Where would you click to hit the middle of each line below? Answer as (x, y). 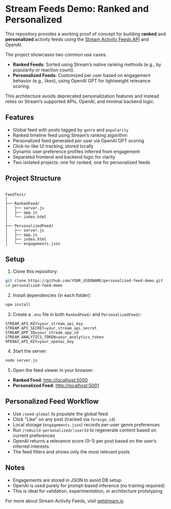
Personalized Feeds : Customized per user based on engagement (81, 75)
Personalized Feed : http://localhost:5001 (56, 385)
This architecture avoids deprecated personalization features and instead (82, 96)
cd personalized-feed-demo (34, 286)
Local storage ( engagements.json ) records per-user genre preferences (86, 424)
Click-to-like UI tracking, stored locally (53, 146)
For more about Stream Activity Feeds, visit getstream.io (65, 501)
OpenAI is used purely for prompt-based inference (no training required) (89, 486)
